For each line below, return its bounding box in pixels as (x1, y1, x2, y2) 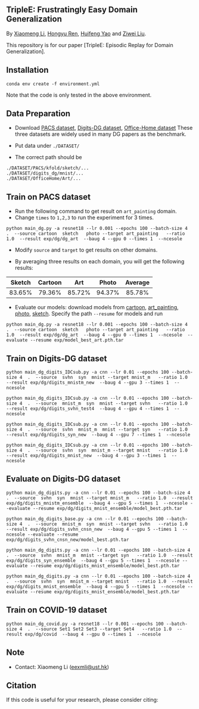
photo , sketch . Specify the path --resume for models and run (14, 310, 163, 318)
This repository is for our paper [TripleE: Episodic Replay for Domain (6, 41, 174, 48)
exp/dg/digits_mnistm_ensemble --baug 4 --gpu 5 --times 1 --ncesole (6, 500, 188, 506)
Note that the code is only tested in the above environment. (6, 91, 152, 98)
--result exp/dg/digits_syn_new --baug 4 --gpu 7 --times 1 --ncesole (6, 432, 191, 438)
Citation (6, 680, 37, 691)
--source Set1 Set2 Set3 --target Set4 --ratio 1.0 (35, 626, 172, 632)
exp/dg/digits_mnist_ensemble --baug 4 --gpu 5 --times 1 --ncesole (6, 583, 185, 589)
